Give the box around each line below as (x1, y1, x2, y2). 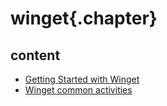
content (10, 47, 61, 64)
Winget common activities (24, 84, 133, 96)
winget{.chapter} (10, 7, 158, 30)
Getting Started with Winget (24, 73, 140, 85)
